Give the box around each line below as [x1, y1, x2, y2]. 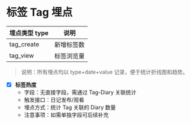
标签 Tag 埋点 [6, 5, 73, 19]
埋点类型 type [9, 28, 49, 37]
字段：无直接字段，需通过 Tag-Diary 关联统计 [23, 88, 137, 96]
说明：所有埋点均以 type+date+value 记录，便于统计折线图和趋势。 [20, 68, 189, 75]
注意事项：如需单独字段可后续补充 [23, 111, 109, 118]
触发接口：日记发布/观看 [23, 96, 84, 103]
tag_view [9, 51, 34, 60]
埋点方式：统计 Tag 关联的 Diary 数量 [23, 104, 116, 111]
